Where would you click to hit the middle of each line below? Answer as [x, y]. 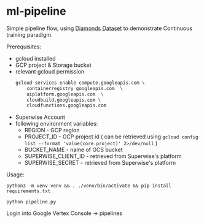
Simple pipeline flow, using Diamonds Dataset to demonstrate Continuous [99, 28]
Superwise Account [40, 117]
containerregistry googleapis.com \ [75, 88]
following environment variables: [57, 124]
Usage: [15, 175]
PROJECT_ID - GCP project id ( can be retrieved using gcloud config [111, 137]
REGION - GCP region [52, 130]
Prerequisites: [24, 47]
